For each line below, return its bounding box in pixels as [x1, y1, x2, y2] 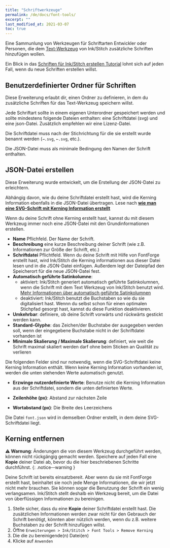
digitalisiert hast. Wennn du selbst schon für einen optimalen [20, 300, 147, 306]
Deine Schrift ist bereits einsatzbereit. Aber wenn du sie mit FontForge [5, 474, 152, 480]
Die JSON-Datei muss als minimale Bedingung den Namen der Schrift [5, 145, 151, 151]
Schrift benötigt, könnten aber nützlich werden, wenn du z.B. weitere [12, 516, 156, 522]
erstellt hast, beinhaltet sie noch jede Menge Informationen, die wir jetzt [5, 479, 156, 486]
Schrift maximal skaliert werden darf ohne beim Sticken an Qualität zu [12, 343, 159, 349]
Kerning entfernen [5, 435, 64, 443]
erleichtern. [5, 184, 29, 190]
